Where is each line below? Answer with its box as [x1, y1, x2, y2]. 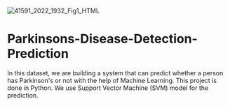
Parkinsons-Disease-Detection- [7, 31, 198, 47]
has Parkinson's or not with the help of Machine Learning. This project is [7, 76, 217, 84]
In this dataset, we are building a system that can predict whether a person [7, 68, 224, 77]
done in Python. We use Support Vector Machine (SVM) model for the [7, 84, 209, 92]
